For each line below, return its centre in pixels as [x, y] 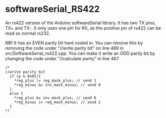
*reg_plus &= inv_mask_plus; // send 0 [55, 98]
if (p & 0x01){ [25, 76]
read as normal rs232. [28, 33]
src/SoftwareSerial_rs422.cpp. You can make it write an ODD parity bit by [80, 53]
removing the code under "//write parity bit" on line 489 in [64, 48]
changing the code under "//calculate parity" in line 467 [62, 58]
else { [16, 93]
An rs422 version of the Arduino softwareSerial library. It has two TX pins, [81, 23]
